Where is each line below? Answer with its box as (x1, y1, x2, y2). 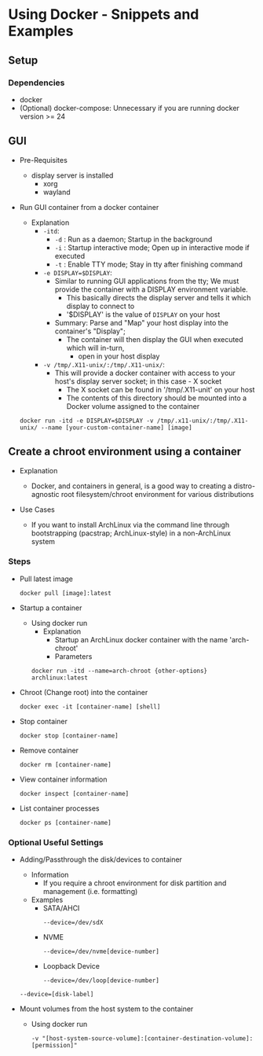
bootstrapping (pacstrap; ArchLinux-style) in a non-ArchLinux (31, 528, 232, 538)
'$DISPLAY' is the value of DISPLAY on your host (66, 309, 221, 319)
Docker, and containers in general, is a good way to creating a (31, 481, 232, 491)
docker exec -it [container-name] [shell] (19, 702, 161, 711)
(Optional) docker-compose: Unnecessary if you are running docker (19, 103, 239, 112)
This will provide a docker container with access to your (54, 368, 236, 377)
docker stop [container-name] (19, 731, 119, 740)
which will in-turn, (66, 343, 125, 352)
